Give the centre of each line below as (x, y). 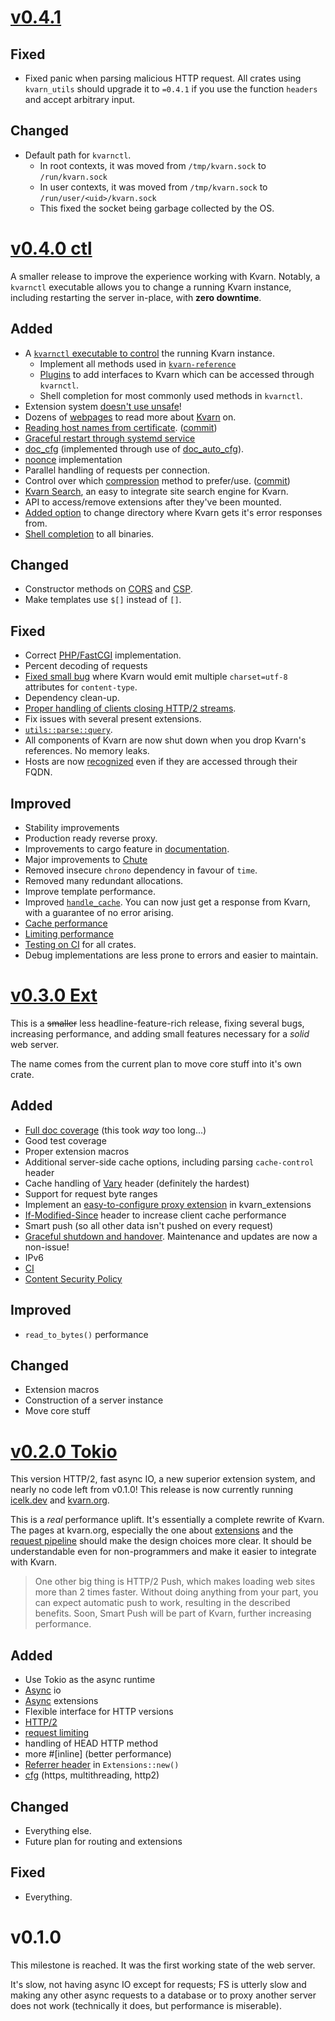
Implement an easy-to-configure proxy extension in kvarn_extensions (168, 1204)
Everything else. (58, 1830)
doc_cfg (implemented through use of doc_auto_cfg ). (134, 448)
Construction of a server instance (94, 1400)
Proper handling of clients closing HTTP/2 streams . (130, 708)
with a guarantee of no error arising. (99, 912)
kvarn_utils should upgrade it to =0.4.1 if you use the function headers (171, 89)
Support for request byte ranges (91, 1193)
